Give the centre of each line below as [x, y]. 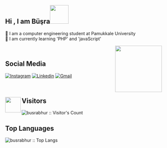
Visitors [34, 101]
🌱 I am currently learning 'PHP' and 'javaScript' [53, 39]
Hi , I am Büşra [28, 22]
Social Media [26, 64]
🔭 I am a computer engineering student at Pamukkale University [70, 33]
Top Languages [30, 128]
